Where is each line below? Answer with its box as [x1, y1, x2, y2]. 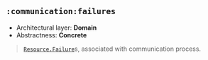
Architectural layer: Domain [16, 23, 97, 32]
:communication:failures [6, 6, 116, 17]
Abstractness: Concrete [16, 30, 87, 39]
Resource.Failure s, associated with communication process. [23, 44, 202, 53]
